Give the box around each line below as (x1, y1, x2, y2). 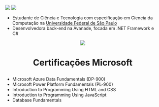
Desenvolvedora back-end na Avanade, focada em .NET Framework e (12, 25, 154, 31)
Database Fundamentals (12, 97, 62, 103)
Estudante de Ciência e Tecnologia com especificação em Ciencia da (12, 15, 153, 21)
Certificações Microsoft (32, 57, 133, 69)
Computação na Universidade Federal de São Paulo (12, 20, 117, 26)
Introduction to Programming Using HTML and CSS (12, 87, 116, 93)
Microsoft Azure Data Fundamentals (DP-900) (12, 76, 106, 82)
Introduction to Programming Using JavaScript (12, 92, 107, 98)
